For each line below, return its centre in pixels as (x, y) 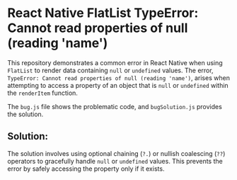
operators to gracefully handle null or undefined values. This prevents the (115, 161)
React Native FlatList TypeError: (103, 13)
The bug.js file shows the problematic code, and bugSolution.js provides (115, 106)
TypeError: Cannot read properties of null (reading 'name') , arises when (118, 78)
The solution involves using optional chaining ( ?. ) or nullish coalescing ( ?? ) (116, 153)
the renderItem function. (42, 93)
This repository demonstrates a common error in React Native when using (115, 62)
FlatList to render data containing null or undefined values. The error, (110, 70)
